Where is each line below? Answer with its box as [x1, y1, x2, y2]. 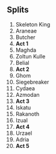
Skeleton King [15, 20, 51, 28]
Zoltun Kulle [15, 52, 46, 60]
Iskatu [15, 103, 31, 111]
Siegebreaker [15, 78, 49, 85]
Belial [15, 59, 30, 66]
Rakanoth [15, 110, 40, 117]
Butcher [15, 33, 36, 41]
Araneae [15, 27, 37, 34]
